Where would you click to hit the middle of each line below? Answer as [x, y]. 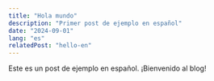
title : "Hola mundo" [43, 16]
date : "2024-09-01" [41, 30]
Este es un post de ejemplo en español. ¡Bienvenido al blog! [107, 68]
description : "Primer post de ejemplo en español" [95, 23]
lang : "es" [27, 38]
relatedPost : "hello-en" [50, 46]
